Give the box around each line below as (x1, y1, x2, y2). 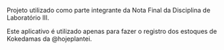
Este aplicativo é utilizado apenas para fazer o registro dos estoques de (6, 27, 218, 35)
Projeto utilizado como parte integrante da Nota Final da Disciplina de (6, 6, 211, 14)
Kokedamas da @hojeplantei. (6, 35, 92, 43)
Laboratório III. (6, 13, 50, 22)
